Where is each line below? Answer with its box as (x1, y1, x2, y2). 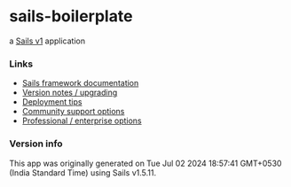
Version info (9, 137, 64, 150)
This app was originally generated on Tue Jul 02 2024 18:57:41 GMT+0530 (9, 158, 282, 168)
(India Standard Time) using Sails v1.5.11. (9, 167, 157, 178)
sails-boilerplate (9, 6, 133, 27)
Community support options (21, 106, 125, 117)
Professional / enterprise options (21, 115, 142, 126)
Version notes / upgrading (21, 87, 118, 98)
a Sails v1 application (9, 35, 86, 46)
